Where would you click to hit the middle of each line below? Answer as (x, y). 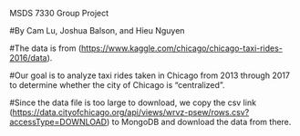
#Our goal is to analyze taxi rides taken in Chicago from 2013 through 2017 (150, 75)
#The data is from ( (46, 48)
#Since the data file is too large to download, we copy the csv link (133, 102)
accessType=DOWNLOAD (58, 122)
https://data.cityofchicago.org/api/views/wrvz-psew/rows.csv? (131, 112)
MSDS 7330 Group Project (59, 13)
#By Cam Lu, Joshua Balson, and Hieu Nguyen (97, 30)
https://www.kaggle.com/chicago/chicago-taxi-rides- (181, 48)
